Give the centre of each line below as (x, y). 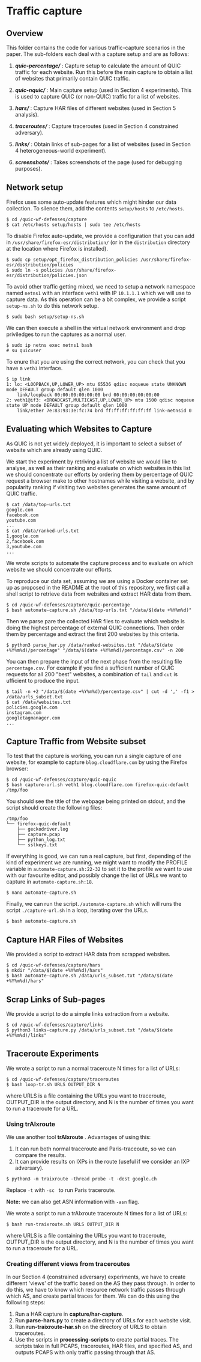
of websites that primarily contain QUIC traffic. (72, 78)
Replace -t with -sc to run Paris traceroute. (61, 1190)
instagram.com (24, 713)
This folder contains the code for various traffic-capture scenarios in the (96, 47)
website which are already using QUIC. (54, 450)
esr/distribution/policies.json (46, 275)
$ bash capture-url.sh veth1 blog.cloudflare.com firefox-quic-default (97, 785)
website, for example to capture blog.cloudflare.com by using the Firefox (97, 762)
